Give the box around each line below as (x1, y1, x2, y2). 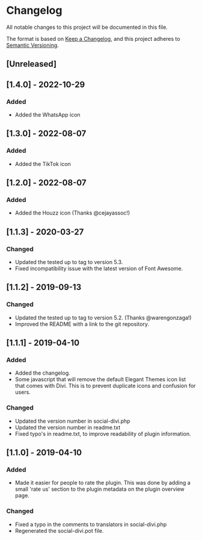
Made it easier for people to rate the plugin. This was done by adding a (14, 479, 191, 486)
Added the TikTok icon (14, 160, 71, 167)
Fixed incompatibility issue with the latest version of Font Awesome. (14, 265, 183, 272)
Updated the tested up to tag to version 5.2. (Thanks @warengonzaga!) (14, 314, 192, 321)
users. (14, 388, 31, 396)
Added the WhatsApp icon (14, 111, 81, 118)
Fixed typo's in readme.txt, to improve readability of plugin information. (14, 430, 191, 437)
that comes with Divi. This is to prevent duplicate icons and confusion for (14, 382, 196, 390)
